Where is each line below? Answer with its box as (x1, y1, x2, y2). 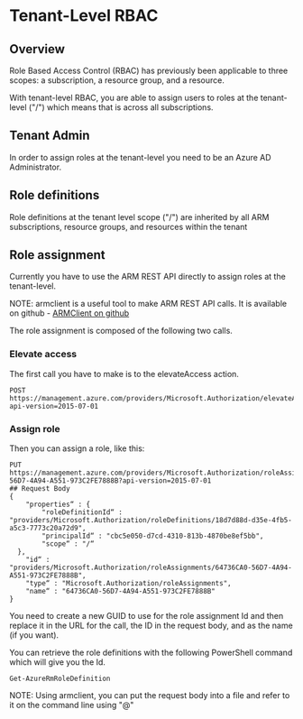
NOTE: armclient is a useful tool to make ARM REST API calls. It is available (9, 299, 287, 309)
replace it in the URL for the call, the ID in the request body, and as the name (9, 620, 293, 631)
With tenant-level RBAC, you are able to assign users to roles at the (9, 92, 259, 103)
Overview (9, 41, 66, 57)
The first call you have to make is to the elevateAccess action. (9, 368, 239, 379)
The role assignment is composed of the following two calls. (9, 326, 233, 336)
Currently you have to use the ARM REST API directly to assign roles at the (9, 272, 286, 282)
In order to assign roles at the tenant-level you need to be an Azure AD (9, 152, 272, 162)
